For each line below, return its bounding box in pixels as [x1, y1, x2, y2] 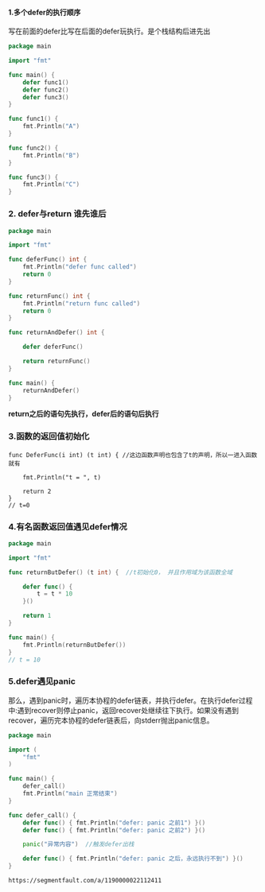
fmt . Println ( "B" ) [22, 151, 80, 159]
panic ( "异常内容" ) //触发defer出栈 [22, 840, 134, 848]
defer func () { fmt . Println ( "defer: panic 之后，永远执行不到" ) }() [22, 855, 244, 863]
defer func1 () [22, 78, 69, 87]
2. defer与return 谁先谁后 [8, 208, 107, 219]
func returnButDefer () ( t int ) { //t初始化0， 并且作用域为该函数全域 [8, 568, 233, 576]
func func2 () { [8, 144, 59, 152]
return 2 [22, 487, 52, 495]
